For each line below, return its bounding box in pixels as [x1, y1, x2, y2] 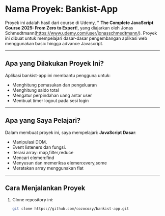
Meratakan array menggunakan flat [12, 165, 84, 171]
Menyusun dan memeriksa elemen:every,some [12, 160, 107, 165]
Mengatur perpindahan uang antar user [12, 92, 92, 98]
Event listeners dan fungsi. [12, 144, 66, 150]
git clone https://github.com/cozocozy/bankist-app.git [12, 206, 129, 212]
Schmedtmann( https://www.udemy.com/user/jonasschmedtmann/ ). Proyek [5, 30, 157, 36]
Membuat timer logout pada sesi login [12, 97, 89, 104]
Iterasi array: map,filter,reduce [12, 149, 74, 155]
